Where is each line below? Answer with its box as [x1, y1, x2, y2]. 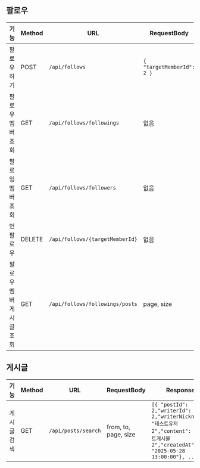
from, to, [107, 423, 130, 431]
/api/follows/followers [48, 184, 116, 191]
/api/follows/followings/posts [48, 300, 138, 307]
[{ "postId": [151, 401, 189, 408]
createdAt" [163, 441, 195, 448]
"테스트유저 [151, 420, 179, 427]
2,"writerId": [151, 407, 192, 414]
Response [165, 386, 195, 394]
